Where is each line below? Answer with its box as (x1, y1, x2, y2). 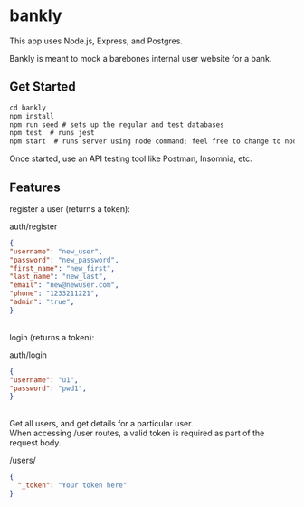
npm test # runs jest (9, 129, 95, 138)
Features (9, 179, 61, 195)
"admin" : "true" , (9, 298, 75, 307)
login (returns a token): (9, 331, 95, 342)
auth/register (9, 221, 58, 232)
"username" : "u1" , (9, 375, 79, 385)
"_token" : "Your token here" (17, 481, 128, 490)
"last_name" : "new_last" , (9, 273, 107, 282)
